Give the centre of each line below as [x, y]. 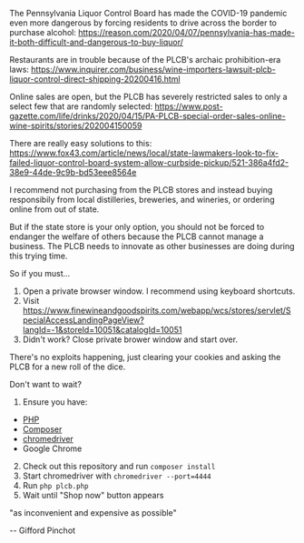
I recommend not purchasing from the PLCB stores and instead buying [141, 190]
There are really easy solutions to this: [81, 143]
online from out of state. [54, 209]
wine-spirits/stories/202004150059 [76, 126]
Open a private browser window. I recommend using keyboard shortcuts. [159, 291]
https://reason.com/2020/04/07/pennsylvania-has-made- [186, 32]
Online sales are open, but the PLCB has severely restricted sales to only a [148, 96]
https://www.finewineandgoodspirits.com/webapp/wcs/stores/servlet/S [157, 310]
